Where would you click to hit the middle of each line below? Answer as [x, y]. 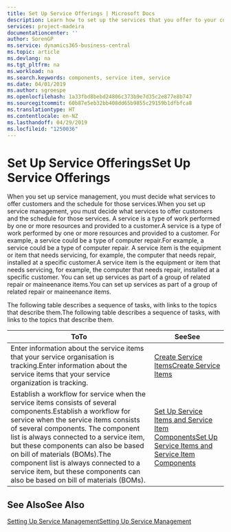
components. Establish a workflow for [70, 411]
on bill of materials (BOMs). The [61, 454]
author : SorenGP [30, 39]
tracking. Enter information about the [69, 366]
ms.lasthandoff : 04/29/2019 [47, 122]
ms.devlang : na [29, 59]
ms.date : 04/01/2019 [37, 84]
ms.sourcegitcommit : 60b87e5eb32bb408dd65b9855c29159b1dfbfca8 [100, 103]
